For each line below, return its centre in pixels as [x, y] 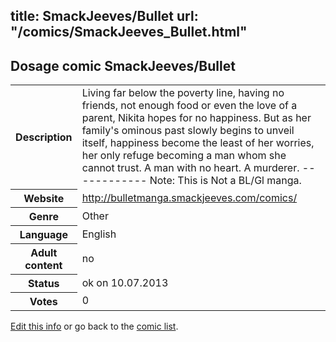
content [43, 265]
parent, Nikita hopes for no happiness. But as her [196, 118]
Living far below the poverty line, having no [183, 93]
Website [44, 198]
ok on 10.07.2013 [125, 282]
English [99, 234]
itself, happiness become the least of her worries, [198, 143]
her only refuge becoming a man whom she [184, 156]
